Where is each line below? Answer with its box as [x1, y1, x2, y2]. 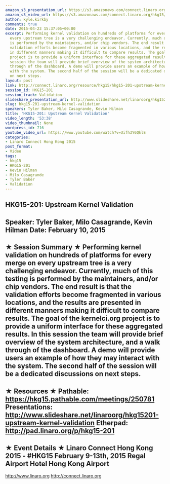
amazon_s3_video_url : [5, 12, 51, 17]
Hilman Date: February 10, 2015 [5, 226, 106, 234]
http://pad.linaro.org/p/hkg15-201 [5, 426, 115, 435]
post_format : [5, 144, 33, 150]
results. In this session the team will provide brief [5, 330, 163, 339]
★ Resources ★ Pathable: [5, 387, 90, 395]
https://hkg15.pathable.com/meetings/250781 [5, 395, 155, 403]
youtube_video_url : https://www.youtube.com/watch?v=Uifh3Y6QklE [5, 130, 146, 135]
